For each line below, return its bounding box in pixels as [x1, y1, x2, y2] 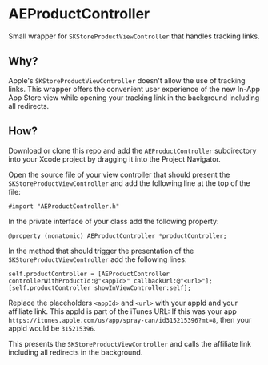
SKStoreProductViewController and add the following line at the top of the [8, 178, 250, 188]
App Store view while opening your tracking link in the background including [8, 93, 260, 102]
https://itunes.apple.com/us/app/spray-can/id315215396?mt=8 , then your [8, 315, 252, 324]
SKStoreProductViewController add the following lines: [8, 254, 187, 264]
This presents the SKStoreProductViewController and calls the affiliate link [8, 339, 252, 348]
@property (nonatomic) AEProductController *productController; [8, 231, 227, 240]
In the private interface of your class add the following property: [8, 216, 219, 226]
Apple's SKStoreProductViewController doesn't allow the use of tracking [8, 75, 246, 85]
